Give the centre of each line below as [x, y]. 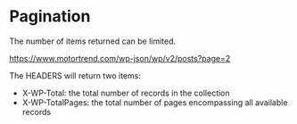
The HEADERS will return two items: [75, 75]
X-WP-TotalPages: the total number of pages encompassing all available [155, 102]
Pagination [50, 17]
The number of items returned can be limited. [93, 41]
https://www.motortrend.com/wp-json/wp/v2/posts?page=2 [120, 58]
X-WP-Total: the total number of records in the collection [126, 93]
